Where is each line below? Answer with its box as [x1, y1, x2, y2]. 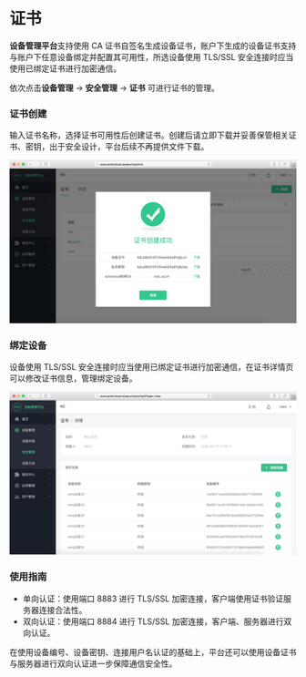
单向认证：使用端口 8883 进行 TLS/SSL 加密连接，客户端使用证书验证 [22, 593, 284, 604]
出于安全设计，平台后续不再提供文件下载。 [48, 141, 209, 152]
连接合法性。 [38, 604, 87, 615]
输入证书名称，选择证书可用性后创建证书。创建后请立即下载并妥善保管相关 [9, 129, 289, 141]
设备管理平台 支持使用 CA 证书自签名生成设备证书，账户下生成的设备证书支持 [9, 40, 297, 51]
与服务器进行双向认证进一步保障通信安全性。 [9, 658, 178, 669]
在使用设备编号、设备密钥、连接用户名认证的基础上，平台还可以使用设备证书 [9, 646, 297, 657]
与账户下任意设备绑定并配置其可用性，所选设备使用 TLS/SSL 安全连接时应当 [9, 51, 294, 62]
